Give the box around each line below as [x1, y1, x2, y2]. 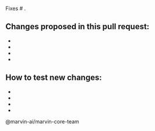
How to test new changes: [5, 73, 103, 83]
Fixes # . [5, 5, 26, 12]
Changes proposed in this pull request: [5, 22, 150, 31]
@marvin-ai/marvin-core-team [5, 118, 79, 125]
